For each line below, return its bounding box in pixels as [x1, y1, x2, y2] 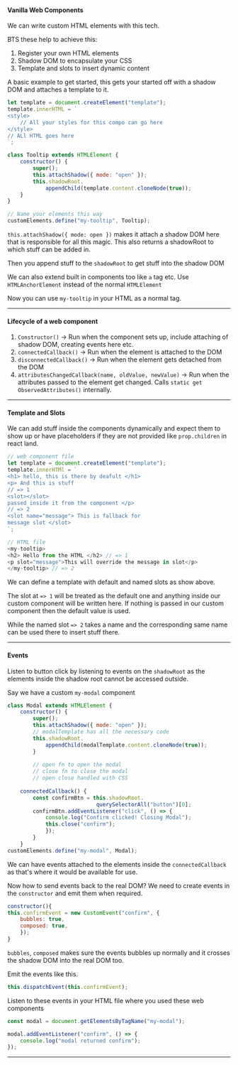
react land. [7, 439, 39, 448]
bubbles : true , [20, 916, 65, 923]
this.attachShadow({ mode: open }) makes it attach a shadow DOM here [7, 230, 220, 239]
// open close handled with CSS [33, 774, 129, 782]
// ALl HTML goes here [7, 132, 74, 139]
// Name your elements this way [7, 210, 103, 218]
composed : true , [20, 922, 69, 930]
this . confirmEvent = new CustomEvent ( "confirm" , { [7, 909, 160, 917]
